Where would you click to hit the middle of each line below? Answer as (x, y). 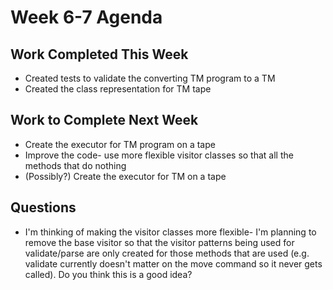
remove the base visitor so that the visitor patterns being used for (159, 242)
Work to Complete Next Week (104, 120)
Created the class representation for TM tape (118, 89)
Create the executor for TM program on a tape (120, 144)
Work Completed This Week (99, 54)
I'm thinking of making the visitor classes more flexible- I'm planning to (170, 232)
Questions (43, 207)
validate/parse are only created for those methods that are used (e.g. (167, 253)
